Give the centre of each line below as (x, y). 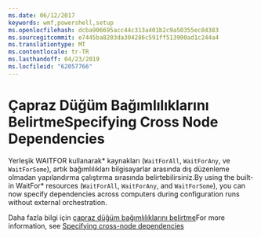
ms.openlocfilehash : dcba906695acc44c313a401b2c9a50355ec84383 (114, 30)
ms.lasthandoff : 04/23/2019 (54, 60)
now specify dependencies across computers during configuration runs (124, 194)
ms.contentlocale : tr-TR (49, 52)
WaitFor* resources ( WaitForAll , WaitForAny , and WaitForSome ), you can (130, 185)
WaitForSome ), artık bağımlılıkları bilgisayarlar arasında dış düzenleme (119, 169)
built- (245, 177)
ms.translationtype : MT (47, 45)
